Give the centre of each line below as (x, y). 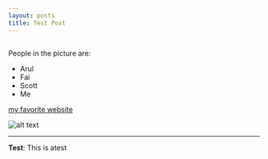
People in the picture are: (50, 53)
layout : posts (32, 16)
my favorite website (41, 109)
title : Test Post (37, 23)
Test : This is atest (37, 147)
